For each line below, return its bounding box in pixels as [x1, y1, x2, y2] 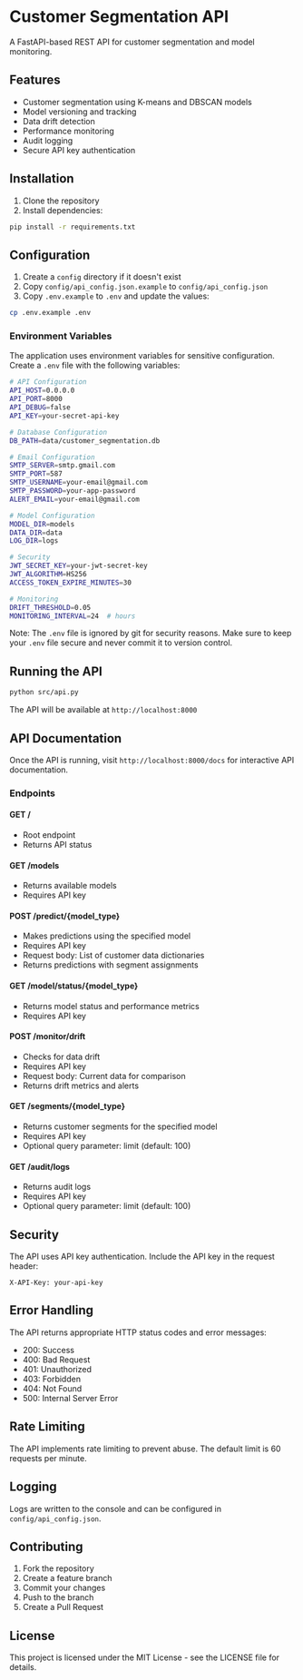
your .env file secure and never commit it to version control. [9, 637, 233, 648]
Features [9, 73, 61, 88]
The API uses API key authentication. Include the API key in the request [9, 1251, 275, 1262]
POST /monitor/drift [9, 1031, 86, 1042]
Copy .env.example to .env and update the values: [22, 290, 210, 301]
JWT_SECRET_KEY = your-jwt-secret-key [9, 561, 148, 571]
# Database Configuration [9, 427, 107, 437]
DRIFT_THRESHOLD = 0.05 [9, 603, 92, 612]
